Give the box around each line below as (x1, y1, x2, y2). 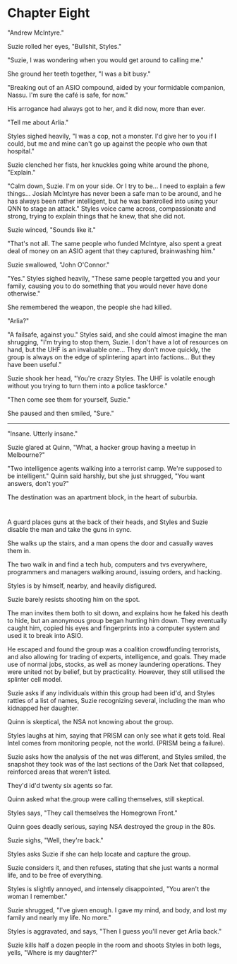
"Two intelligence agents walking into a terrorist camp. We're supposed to (7, 464, 222, 472)
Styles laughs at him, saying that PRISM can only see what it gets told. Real (7, 731, 226, 740)
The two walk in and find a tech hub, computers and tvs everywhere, (7, 560, 207, 569)
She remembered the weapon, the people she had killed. (7, 303, 172, 311)
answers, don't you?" (7, 479, 69, 487)
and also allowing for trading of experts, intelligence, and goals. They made (7, 653, 226, 661)
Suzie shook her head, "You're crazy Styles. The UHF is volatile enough (7, 373, 216, 383)
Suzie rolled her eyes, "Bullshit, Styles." (7, 42, 122, 50)
